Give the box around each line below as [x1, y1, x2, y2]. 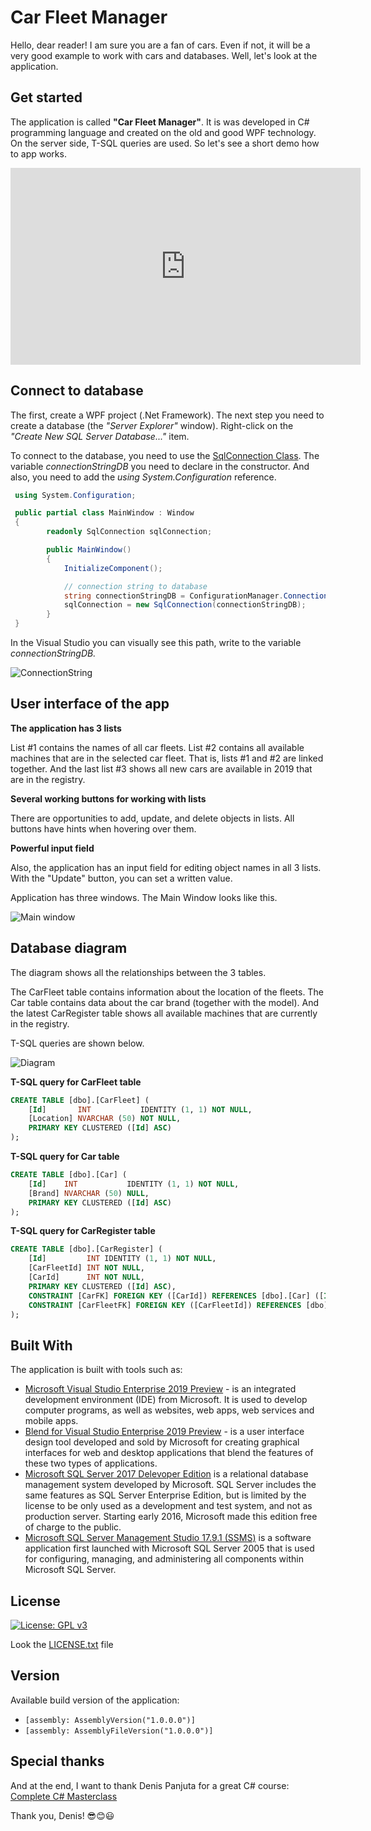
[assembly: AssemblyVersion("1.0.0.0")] [24, 1715, 196, 1725]
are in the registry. [10, 773, 86, 785]
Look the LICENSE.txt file [10, 1639, 114, 1651]
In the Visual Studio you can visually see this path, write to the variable [10, 637, 302, 649]
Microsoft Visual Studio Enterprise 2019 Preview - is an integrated [24, 1383, 297, 1395]
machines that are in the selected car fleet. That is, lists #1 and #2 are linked [10, 752, 324, 764]
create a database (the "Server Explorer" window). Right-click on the [10, 419, 294, 431]
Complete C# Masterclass [10, 1790, 118, 1802]
